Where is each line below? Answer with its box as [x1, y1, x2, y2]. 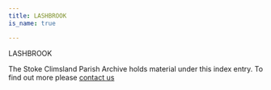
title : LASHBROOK [8, 11, 67, 20]
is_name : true [8, 19, 57, 27]
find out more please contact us [8, 72, 115, 82]
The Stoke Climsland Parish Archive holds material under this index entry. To [8, 63, 264, 73]
